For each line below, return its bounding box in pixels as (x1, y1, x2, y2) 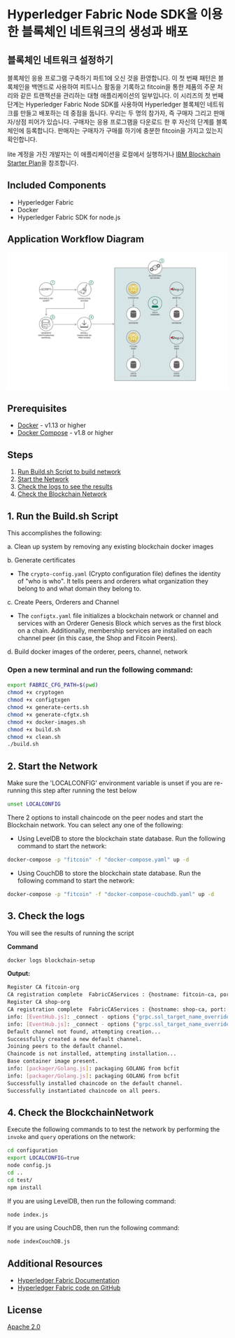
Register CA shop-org (7, 999, 71, 1006)
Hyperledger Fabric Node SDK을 (7, 6, 198, 22)
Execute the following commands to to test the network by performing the (7, 1125, 220, 1133)
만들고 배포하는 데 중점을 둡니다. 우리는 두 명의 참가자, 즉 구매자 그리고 (20, 109, 212, 117)
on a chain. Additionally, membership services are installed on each (17, 626, 212, 635)
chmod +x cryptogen (7, 689, 64, 696)
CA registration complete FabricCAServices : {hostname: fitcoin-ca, (7, 991, 218, 998)
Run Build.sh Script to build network (17, 467, 121, 476)
